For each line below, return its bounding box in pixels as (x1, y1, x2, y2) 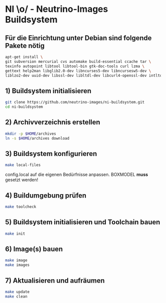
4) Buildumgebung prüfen (5, 191, 86, 200)
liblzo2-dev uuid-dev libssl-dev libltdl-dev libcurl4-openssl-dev (5, 73, 147, 78)
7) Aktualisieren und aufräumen (5, 276, 105, 285)
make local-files (5, 162, 41, 168)
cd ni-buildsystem (5, 104, 43, 109)
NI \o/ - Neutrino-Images (5, 3, 108, 15)
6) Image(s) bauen (5, 245, 63, 253)
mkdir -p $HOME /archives (5, 131, 56, 136)
